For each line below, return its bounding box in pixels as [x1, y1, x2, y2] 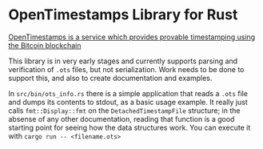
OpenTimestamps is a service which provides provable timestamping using [8, 32, 256, 42]
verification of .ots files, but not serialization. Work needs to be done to [8, 64, 245, 74]
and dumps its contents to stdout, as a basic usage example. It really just [8, 97, 248, 107]
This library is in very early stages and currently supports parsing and [8, 56, 238, 66]
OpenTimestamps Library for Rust [8, 6, 238, 24]
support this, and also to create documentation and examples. [8, 73, 213, 83]
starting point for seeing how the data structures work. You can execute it [8, 123, 251, 132]
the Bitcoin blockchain [8, 40, 82, 50]
